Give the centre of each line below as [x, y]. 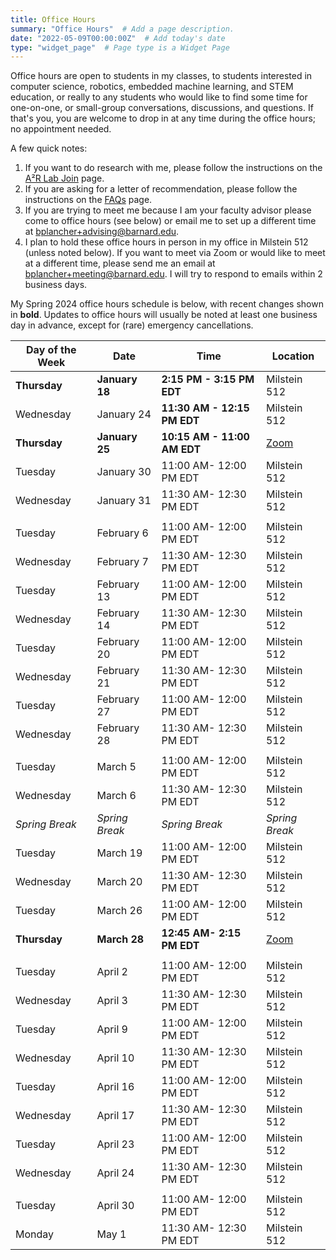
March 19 [119, 853]
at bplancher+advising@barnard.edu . [102, 232]
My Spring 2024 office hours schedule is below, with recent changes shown [167, 304]
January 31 [124, 501]
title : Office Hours [53, 19]
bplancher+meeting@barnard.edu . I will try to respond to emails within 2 [173, 274]
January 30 [124, 472]
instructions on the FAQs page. [88, 200]
